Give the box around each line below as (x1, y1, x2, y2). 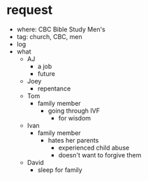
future (37, 69, 55, 78)
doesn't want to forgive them (58, 150, 142, 159)
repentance (37, 84, 71, 93)
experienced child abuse (58, 143, 130, 152)
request (6, 2, 53, 18)
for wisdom (58, 113, 91, 122)
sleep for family (37, 166, 83, 174)
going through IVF (47, 107, 101, 115)
